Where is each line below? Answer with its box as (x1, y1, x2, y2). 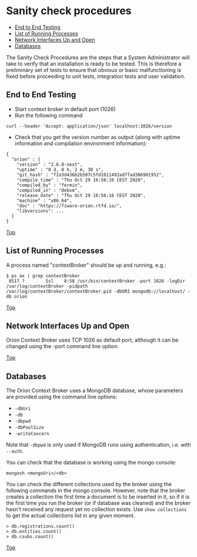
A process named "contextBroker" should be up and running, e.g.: (6, 261, 166, 268)
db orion (6, 293, 28, 299)
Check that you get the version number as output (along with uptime (14, 133, 181, 140)
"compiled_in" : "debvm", (16, 187, 81, 193)
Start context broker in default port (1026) (14, 105, 116, 113)
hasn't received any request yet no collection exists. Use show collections (6, 506, 187, 513)
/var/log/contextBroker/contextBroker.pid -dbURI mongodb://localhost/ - (6, 288, 191, 294)
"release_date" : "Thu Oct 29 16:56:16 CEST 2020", (16, 192, 146, 198)
